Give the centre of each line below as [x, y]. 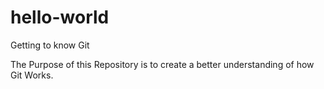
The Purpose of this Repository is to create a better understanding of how [162, 64]
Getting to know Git [50, 45]
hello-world [60, 17]
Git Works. [32, 75]
